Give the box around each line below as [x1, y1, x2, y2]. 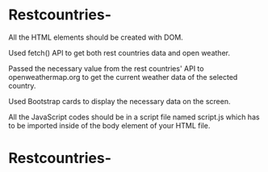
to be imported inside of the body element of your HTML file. [8, 120, 211, 130]
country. [8, 81, 36, 90]
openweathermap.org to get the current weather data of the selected [8, 72, 238, 82]
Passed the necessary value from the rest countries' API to [8, 63, 204, 73]
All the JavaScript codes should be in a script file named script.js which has [8, 111, 260, 122]
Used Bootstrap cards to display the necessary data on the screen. [8, 96, 231, 106]
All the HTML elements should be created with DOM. [8, 32, 183, 42]
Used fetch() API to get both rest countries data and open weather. [8, 48, 230, 57]
